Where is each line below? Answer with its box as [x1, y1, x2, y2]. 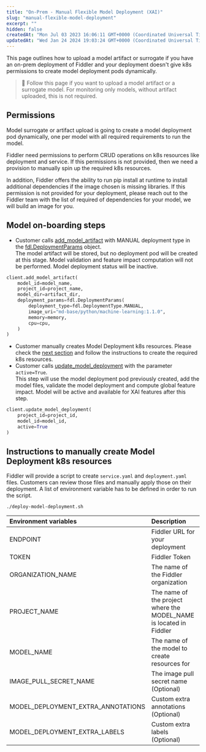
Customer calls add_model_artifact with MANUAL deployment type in [15, 236, 191, 244]
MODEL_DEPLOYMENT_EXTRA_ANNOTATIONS [9, 702, 146, 711]
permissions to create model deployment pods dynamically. [6, 68, 158, 74]
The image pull [151, 670, 194, 678]
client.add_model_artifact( [6, 274, 78, 281]
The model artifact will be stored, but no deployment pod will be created [15, 249, 198, 257]
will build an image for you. [6, 202, 75, 209]
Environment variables [9, 517, 77, 525]
